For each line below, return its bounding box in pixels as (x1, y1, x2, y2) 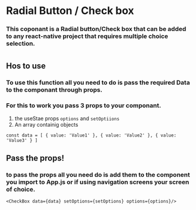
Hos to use (6, 61, 46, 71)
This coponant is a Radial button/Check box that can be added (6, 25, 187, 33)
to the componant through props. (6, 86, 102, 94)
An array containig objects (14, 121, 78, 128)
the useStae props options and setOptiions (14, 115, 120, 122)
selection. (6, 40, 35, 48)
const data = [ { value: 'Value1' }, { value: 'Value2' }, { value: (6, 132, 177, 138)
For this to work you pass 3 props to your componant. (6, 101, 161, 110)
